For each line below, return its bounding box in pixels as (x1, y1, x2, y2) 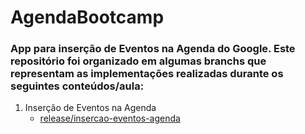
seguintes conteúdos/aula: (10, 79, 145, 93)
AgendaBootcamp (10, 6, 165, 29)
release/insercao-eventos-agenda (39, 112, 181, 125)
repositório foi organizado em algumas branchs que (10, 54, 267, 68)
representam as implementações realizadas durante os (10, 67, 284, 81)
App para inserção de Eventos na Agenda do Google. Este (10, 42, 296, 56)
